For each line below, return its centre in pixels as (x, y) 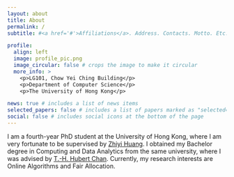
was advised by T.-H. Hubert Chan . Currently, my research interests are (110, 158)
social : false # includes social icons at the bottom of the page (106, 117)
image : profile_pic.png (48, 59)
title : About (26, 20)
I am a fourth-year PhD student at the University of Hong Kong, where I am (114, 136)
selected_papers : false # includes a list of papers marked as (101, 110)
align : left (31, 52)
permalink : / (26, 26)
